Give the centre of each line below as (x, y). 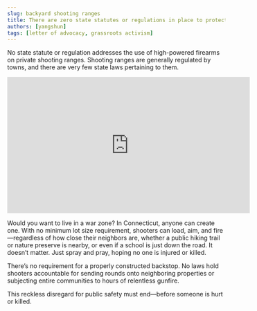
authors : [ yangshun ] (37, 26)
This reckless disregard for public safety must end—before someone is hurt (115, 294)
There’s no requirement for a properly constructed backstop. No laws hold (113, 266)
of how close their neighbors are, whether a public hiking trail (132, 238)
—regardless (25, 238)
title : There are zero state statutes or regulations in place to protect (117, 20)
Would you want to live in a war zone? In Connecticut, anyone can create (111, 223)
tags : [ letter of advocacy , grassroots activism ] (80, 33)
